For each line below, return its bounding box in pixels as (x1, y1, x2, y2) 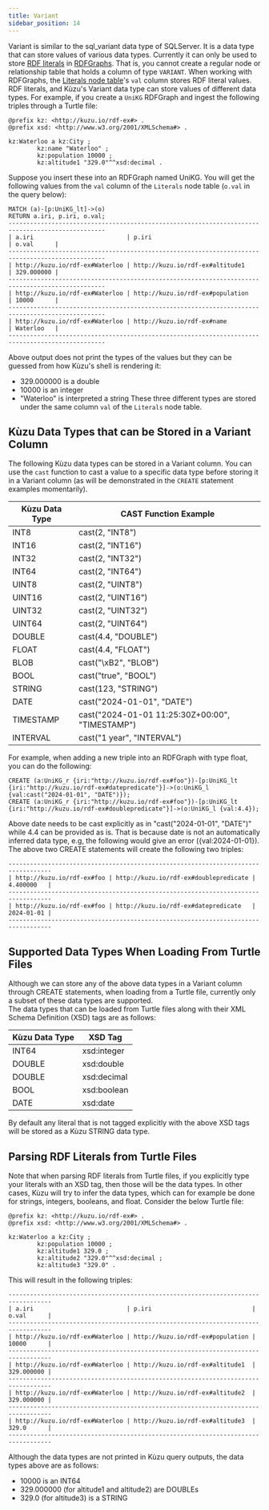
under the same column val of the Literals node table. (19, 402, 203, 411)
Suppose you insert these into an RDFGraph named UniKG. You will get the (8, 172, 255, 182)
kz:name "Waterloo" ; (37, 144, 110, 152)
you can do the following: (8, 761, 92, 771)
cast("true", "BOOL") (78, 670, 157, 681)
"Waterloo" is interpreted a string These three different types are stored (19, 394, 256, 403)
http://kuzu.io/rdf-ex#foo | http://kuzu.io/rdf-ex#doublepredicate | (15, 874, 256, 882)
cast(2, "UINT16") (78, 592, 148, 604)
